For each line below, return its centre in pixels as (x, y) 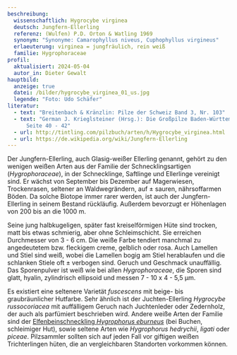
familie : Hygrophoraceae (50, 54)
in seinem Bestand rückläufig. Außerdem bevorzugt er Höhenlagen (129, 204)
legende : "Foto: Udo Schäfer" (58, 100)
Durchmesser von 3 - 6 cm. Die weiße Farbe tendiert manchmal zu (104, 240)
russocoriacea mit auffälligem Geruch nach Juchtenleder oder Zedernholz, (116, 307)
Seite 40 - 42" (48, 126)
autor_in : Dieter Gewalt (50, 73)
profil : (19, 60)
